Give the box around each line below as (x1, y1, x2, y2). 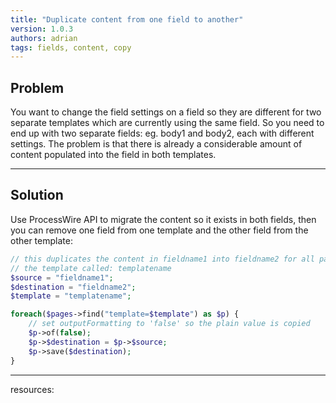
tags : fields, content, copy (10, 42, 132, 53)
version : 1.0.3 (10, 24, 74, 34)
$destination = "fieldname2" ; (10, 282, 137, 292)
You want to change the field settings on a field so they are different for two (10, 106, 322, 118)
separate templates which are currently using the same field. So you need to (10, 117, 325, 129)
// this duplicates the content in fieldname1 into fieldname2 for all (10, 254, 315, 264)
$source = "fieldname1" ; (10, 272, 114, 283)
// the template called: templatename (10, 263, 172, 273)
